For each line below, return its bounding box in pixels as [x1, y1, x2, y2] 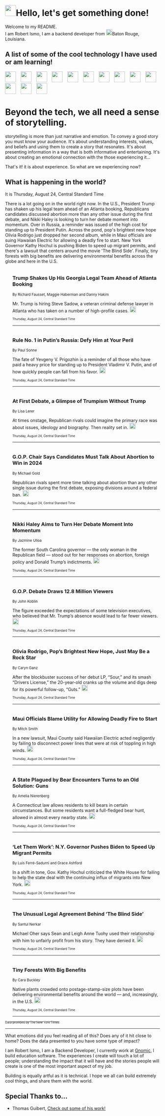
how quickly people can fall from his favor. [12, 369, 98, 375]
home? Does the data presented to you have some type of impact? [5, 1038, 140, 1044]
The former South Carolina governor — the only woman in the [12, 547, 137, 553]
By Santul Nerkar [12, 921, 41, 927]
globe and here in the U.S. [5, 258, 58, 264]
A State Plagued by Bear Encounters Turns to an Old [12, 776, 139, 783]
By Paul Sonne [12, 348, 37, 353]
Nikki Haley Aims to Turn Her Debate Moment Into [12, 521, 134, 527]
